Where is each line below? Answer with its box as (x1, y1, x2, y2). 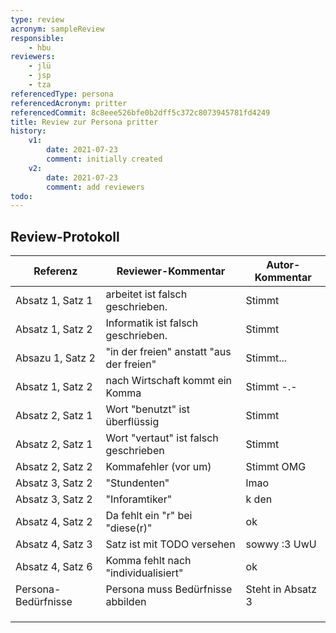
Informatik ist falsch (105, 316, 199, 330)
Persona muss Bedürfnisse (105, 582, 233, 596)
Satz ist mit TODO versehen (105, 537, 236, 551)
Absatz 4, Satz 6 (15, 560, 93, 574)
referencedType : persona (10, 89, 114, 99)
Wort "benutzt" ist (105, 402, 190, 416)
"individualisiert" (105, 566, 184, 580)
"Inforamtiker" (105, 492, 173, 506)
